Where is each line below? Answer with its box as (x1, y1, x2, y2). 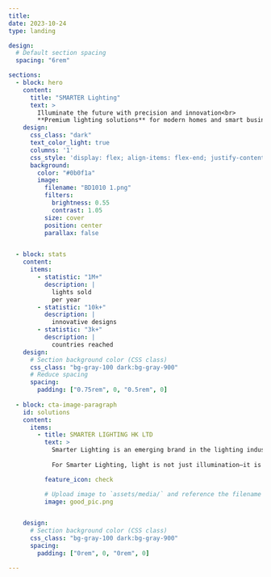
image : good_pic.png (44, 498, 114, 506)
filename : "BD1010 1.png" (44, 183, 131, 192)
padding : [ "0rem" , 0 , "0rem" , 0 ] (37, 549, 150, 558)
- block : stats (15, 251, 67, 259)
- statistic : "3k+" (37, 326, 103, 334)
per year (51, 296, 81, 304)
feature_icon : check (44, 475, 114, 483)
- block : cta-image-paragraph (15, 401, 117, 409)
